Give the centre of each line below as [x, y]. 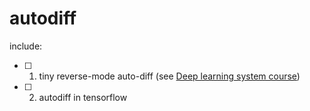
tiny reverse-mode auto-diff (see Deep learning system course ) [169, 76]
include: [26, 46]
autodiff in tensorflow [83, 97]
